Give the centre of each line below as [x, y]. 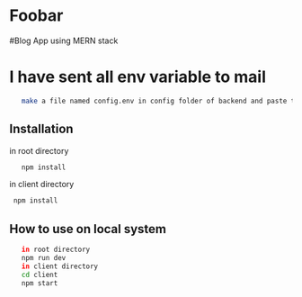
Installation [41, 129]
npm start [40, 283]
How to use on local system [88, 229]
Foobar [36, 16]
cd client [40, 274]
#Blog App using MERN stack [64, 40]
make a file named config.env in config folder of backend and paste [154, 101]
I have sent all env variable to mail [138, 77]
